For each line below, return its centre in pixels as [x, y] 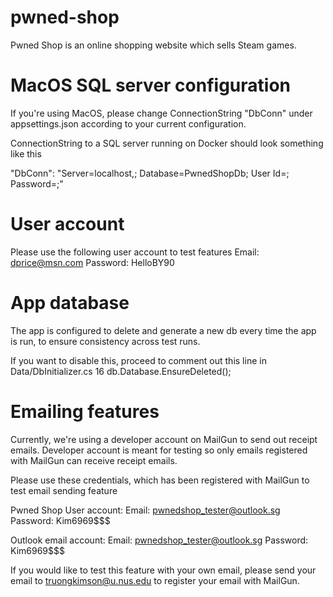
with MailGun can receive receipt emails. [94, 460]
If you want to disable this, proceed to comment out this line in [138, 360]
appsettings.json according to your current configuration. [128, 123]
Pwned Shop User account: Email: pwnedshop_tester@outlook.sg [145, 510]
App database [70, 303]
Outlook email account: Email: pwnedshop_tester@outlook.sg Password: [159, 540]
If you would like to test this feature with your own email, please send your [163, 570]
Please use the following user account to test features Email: [135, 252]
